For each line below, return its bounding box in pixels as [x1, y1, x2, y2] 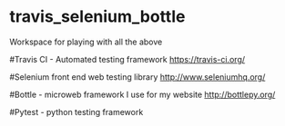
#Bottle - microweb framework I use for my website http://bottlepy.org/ [9, 89, 276, 100]
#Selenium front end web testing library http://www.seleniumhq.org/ [9, 71, 266, 82]
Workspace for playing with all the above [9, 36, 163, 47]
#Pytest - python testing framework [9, 106, 144, 117]
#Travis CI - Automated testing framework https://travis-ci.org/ [9, 53, 246, 64]
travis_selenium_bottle [9, 6, 186, 27]
